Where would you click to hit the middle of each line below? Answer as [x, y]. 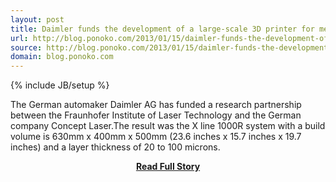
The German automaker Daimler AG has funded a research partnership [156, 105]
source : [26, 47]
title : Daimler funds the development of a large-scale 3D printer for [162, 29]
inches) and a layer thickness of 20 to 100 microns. [115, 147]
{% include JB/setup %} [60, 85]
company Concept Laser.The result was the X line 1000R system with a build [168, 126]
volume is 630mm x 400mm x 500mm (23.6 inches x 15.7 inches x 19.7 [156, 137]
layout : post [37, 19]
